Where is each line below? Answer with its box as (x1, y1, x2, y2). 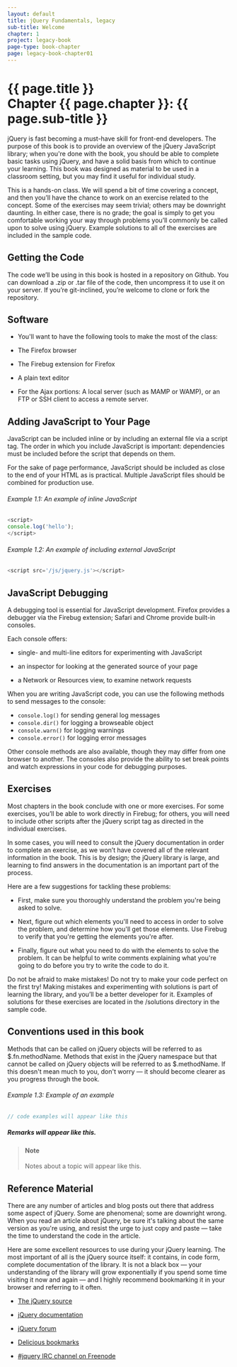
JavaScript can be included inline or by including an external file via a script (7, 435, 228, 443)
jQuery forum (17, 1324, 57, 1333)
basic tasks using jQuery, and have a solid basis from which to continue (7, 157, 216, 165)
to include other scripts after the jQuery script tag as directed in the (7, 817, 204, 825)
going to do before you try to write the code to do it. (17, 961, 170, 969)
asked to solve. (17, 903, 62, 912)
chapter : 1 (7, 30, 40, 38)
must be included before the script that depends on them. (7, 450, 175, 458)
